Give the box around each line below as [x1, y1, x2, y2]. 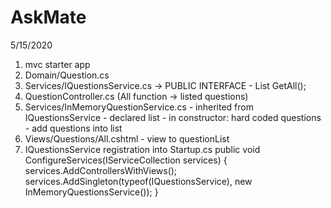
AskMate [10, 6, 87, 29]
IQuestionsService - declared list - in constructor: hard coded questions [24, 111, 322, 123]
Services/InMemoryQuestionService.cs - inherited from [24, 101, 254, 113]
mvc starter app [24, 58, 91, 70]
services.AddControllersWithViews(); [24, 164, 178, 176]
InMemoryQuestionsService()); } [24, 186, 159, 198]
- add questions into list [24, 122, 123, 134]
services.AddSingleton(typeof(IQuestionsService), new [24, 175, 253, 187]
